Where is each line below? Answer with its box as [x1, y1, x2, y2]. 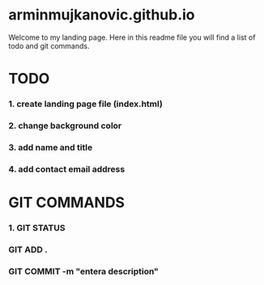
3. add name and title [8, 142, 93, 153]
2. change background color [8, 120, 122, 131]
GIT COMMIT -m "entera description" [8, 266, 160, 277]
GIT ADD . [8, 244, 48, 255]
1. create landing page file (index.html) [8, 99, 164, 110]
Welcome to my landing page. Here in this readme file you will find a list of [8, 32, 256, 42]
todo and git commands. [8, 40, 90, 50]
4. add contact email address [8, 164, 126, 175]
